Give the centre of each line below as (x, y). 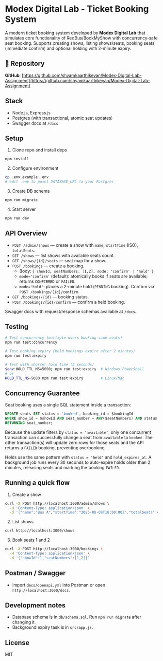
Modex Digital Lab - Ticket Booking (77, 9)
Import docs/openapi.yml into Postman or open (59, 585)
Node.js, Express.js (31, 112)
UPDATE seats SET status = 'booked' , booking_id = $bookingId (69, 414)
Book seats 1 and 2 (31, 540)
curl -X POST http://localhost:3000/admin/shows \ (57, 503)
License (17, 643)
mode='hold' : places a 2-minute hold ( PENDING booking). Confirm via (87, 286)
